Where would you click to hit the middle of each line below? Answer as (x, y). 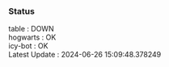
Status (21, 11)
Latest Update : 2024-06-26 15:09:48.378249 (85, 55)
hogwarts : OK (32, 37)
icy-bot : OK (28, 46)
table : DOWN (31, 29)
